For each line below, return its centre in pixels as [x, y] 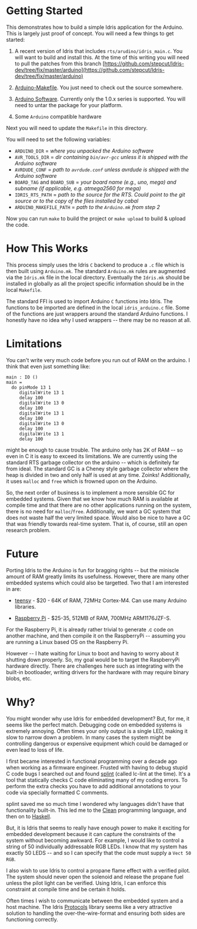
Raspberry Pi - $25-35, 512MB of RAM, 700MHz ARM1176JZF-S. [93, 618]
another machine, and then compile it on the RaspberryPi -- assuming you [96, 636]
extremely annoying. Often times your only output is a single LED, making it [97, 731]
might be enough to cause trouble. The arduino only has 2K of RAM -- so [95, 450]
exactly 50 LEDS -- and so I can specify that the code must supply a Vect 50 [98, 852]
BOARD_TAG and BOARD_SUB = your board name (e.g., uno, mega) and [95, 182]
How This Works [47, 249]
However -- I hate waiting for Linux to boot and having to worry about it [93, 653]
